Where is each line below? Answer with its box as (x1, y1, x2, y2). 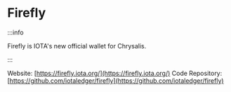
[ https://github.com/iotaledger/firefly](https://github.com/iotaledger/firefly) (7, 76, 224, 85)
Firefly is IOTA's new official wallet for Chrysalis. (7, 41, 147, 50)
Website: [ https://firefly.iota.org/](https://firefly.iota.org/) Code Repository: (7, 69, 223, 77)
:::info (7, 28, 24, 37)
